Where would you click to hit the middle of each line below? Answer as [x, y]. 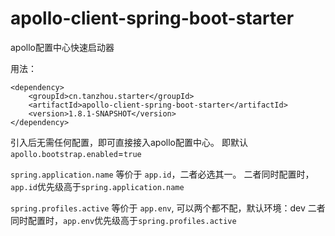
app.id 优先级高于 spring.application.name [97, 186]
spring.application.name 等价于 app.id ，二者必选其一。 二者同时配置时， [162, 174]
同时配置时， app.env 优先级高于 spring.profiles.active [123, 220]
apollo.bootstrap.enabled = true [76, 153]
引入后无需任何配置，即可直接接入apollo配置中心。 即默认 [129, 142]
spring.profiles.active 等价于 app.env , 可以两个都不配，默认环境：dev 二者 [168, 208]
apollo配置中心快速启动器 [62, 47]
